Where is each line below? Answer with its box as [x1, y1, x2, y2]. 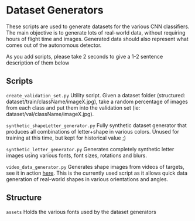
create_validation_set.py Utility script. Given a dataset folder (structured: [6, 91, 186, 98]
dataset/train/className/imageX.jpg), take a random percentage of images [6, 98, 189, 105]
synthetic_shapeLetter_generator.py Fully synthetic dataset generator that [6, 121, 187, 129]
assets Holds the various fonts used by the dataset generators [6, 208, 156, 215]
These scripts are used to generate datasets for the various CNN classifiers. [6, 23, 190, 30]
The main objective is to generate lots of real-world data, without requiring [6, 29, 186, 36]
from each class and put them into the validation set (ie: [6, 104, 141, 111]
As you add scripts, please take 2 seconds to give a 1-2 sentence [6, 53, 163, 60]
